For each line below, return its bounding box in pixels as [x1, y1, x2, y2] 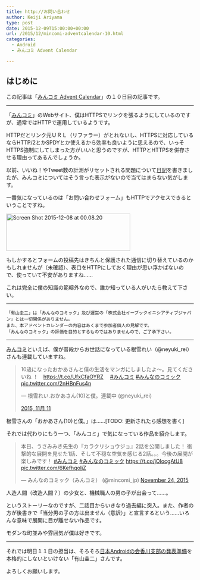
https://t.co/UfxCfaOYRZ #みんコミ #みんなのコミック [43, 373, 181, 380]
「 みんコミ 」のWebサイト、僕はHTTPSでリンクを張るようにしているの [6, 111, 180, 118]
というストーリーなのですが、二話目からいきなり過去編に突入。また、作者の [6, 501, 194, 509]
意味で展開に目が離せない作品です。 [16, 516, 105, 523]
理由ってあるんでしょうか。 [16, 153, 84, 161]
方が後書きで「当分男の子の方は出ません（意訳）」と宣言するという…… [6, 509, 180, 516]
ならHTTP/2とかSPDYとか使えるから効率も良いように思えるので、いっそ [6, 139, 185, 146]
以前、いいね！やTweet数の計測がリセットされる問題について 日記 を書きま [6, 166, 188, 173]
